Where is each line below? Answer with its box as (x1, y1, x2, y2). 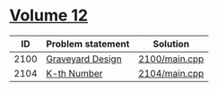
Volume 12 (9, 5, 88, 26)
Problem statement (46, 37, 130, 50)
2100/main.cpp (138, 53, 205, 65)
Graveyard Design (46, 53, 123, 65)
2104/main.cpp (138, 67, 205, 79)
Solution (153, 37, 190, 50)
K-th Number (46, 67, 103, 79)
